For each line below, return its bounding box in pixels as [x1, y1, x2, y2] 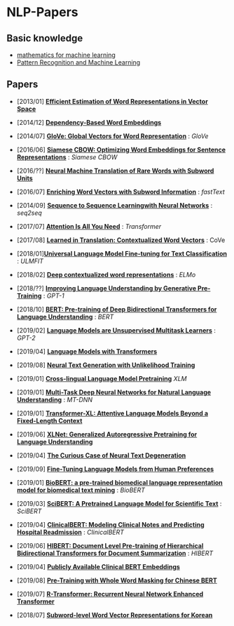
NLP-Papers [6, 4, 78, 20]
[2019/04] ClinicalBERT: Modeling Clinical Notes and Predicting [16, 520, 205, 528]
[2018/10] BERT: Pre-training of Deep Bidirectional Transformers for [16, 305, 217, 313]
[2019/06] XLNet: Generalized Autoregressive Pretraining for [16, 429, 198, 439]
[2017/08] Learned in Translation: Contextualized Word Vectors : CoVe [16, 236, 226, 244]
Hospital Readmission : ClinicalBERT [16, 528, 124, 536]
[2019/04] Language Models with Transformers [16, 347, 158, 355]
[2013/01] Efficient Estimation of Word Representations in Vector [16, 97, 208, 105]
